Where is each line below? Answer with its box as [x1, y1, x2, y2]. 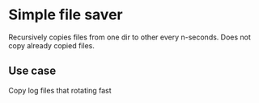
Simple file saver [8, 6, 123, 24]
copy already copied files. [8, 40, 95, 50]
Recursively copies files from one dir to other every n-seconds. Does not [8, 32, 251, 42]
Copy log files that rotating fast [8, 85, 112, 95]
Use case [8, 64, 57, 78]
